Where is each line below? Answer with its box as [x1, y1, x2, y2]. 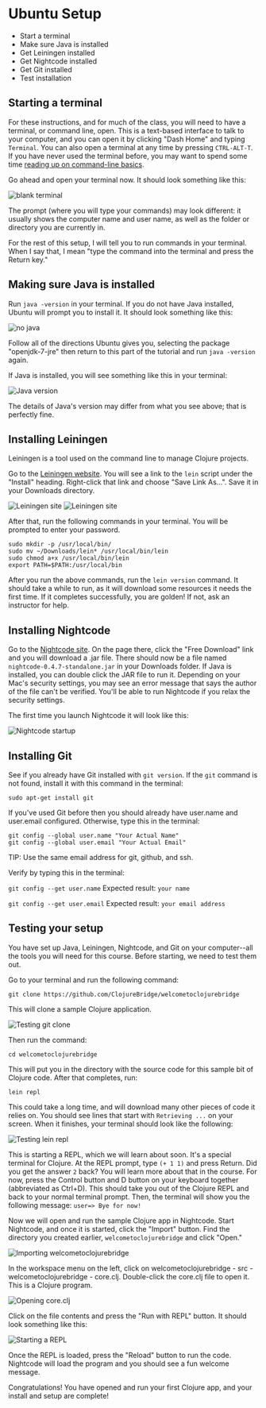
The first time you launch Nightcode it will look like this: [8, 711, 189, 720]
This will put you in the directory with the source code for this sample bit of [8, 1064, 254, 1074]
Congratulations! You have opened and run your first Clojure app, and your [8, 1383, 253, 1392]
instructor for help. [8, 600, 70, 610]
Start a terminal [19, 31, 71, 41]
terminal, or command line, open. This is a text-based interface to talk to [8, 125, 245, 135]
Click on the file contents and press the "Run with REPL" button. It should [8, 1311, 248, 1321]
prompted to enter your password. [8, 525, 121, 534]
